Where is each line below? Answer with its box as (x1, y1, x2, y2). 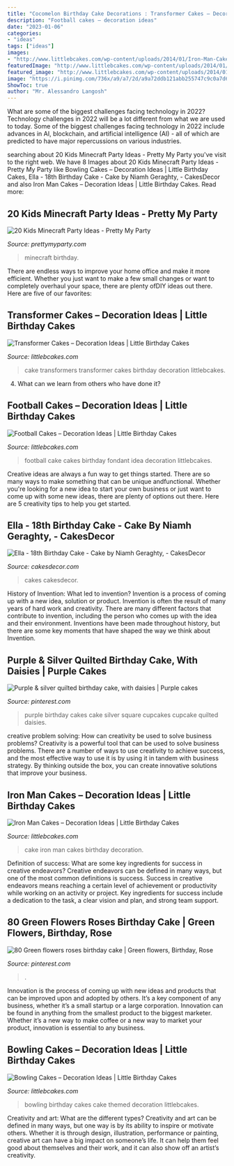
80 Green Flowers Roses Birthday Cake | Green (7, 916, 215, 929)
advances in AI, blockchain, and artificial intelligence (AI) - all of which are (7, 130, 220, 138)
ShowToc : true (7, 82, 49, 89)
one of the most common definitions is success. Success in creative (7, 874, 203, 882)
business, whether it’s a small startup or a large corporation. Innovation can (7, 1001, 224, 1010)
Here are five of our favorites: (7, 289, 92, 297)
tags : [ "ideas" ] (7, 43, 54, 50)
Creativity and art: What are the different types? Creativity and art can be (7, 1114, 217, 1122)
